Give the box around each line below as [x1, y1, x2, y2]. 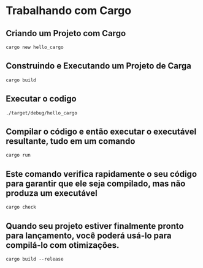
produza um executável [6, 188, 98, 198]
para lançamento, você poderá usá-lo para [6, 230, 172, 240]
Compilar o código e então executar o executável [6, 127, 197, 137]
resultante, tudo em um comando [6, 136, 136, 147]
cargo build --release [6, 256, 64, 262]
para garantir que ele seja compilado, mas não [6, 178, 186, 188]
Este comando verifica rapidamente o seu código [6, 169, 197, 179]
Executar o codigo [6, 94, 77, 104]
